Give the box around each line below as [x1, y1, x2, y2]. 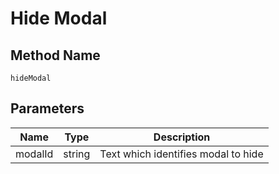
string [63, 147, 91, 161]
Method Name [10, 47, 101, 64]
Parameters [10, 100, 85, 117]
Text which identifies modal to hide [99, 147, 264, 161]
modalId [15, 147, 54, 161]
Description [153, 130, 211, 144]
